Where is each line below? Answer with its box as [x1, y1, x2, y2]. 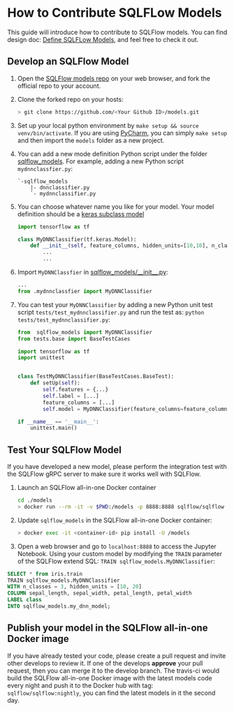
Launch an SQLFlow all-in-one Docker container [17, 484, 156, 492]
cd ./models [17, 497, 52, 504]
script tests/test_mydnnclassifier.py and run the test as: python [17, 308, 205, 316]
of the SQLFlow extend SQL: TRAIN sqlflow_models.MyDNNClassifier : [17, 557, 215, 565]
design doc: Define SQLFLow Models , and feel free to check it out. [7, 35, 199, 43]
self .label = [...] [43, 392, 99, 399]
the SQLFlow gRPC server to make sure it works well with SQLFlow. [7, 470, 201, 479]
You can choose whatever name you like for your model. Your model [17, 202, 214, 211]
